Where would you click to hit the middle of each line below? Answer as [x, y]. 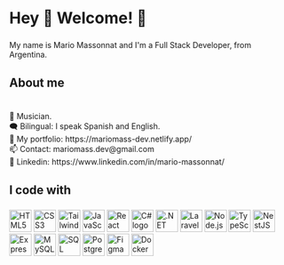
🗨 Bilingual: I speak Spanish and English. [85, 126]
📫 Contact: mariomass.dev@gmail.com [82, 149]
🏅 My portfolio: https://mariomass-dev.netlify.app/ [101, 139]
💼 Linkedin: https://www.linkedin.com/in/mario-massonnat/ [117, 162]
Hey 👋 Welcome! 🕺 [78, 18]
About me [37, 82]
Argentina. [28, 55]
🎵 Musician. [31, 116]
